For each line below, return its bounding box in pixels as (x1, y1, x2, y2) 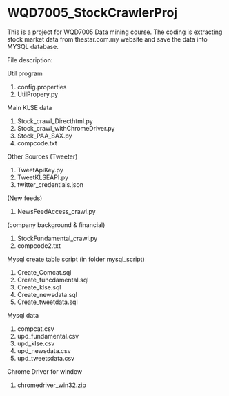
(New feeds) (7, 194, 43, 202)
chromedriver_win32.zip (17, 381, 86, 389)
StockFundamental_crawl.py (17, 234, 98, 242)
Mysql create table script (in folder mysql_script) (7, 255, 145, 263)
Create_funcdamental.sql (17, 276, 89, 284)
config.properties (17, 82, 67, 91)
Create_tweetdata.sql (17, 298, 78, 306)
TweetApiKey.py (17, 165, 63, 174)
